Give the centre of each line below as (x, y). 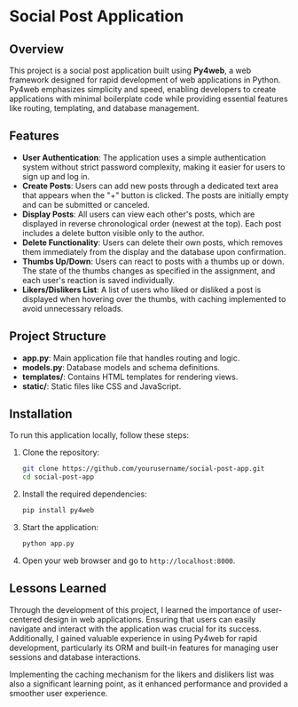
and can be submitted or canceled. (86, 204)
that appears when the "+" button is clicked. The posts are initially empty (155, 195)
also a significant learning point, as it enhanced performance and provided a (149, 683)
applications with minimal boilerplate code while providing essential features (149, 99)
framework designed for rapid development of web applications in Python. (145, 80)
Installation (41, 414)
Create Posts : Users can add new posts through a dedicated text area (150, 186)
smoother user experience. (59, 693)
